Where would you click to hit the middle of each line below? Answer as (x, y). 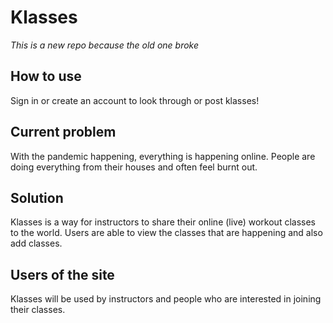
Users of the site (62, 274)
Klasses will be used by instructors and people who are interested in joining (166, 299)
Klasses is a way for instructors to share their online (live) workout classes (163, 222)
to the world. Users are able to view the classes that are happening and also (166, 233)
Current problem (63, 132)
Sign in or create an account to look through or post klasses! (135, 100)
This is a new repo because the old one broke (105, 45)
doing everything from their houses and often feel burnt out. (134, 167)
